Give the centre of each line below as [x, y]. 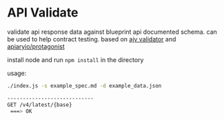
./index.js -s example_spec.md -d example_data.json [84, 86]
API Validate [43, 13]
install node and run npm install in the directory [75, 59]
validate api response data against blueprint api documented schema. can [112, 32]
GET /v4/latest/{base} [40, 105]
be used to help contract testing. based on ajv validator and [92, 39]
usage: [17, 73]
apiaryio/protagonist [36, 46]
